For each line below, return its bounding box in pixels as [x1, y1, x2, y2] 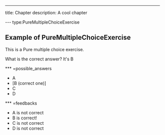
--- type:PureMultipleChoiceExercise [5, 19, 80, 25]
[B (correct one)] [12, 80, 47, 86]
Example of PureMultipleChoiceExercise [5, 33, 131, 42]
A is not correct [12, 109, 44, 115]
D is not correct [12, 125, 44, 131]
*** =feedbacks [5, 100, 37, 106]
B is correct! [12, 115, 37, 121]
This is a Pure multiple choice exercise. [5, 46, 84, 52]
